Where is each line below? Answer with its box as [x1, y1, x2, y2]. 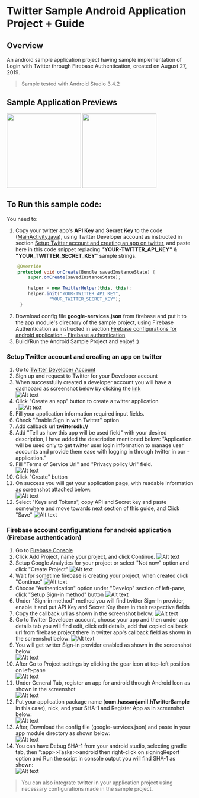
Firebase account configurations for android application [7, 525, 171, 534]
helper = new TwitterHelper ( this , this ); [28, 285, 132, 292]
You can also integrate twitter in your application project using [21, 779, 173, 786]
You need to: [7, 215, 38, 222]
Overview [7, 40, 44, 50]
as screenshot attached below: [15, 486, 91, 493]
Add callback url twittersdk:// [15, 423, 89, 430]
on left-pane [15, 667, 46, 674]
